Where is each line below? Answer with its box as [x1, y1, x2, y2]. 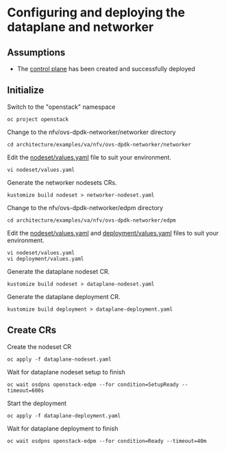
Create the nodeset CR [7, 342, 72, 350]
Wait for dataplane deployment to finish [7, 424, 118, 433]
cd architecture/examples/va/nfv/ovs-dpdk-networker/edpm [7, 217, 176, 224]
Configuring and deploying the [7, 5, 186, 21]
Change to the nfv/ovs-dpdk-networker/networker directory [7, 128, 176, 136]
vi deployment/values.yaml [7, 255, 84, 262]
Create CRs [7, 324, 57, 336]
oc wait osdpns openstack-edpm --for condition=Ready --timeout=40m [7, 437, 207, 444]
